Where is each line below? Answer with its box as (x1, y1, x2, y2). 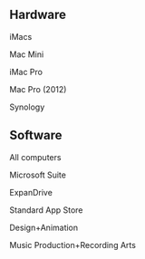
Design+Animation (9, 222, 79, 233)
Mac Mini (9, 49, 44, 60)
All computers (9, 151, 62, 162)
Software (9, 128, 63, 143)
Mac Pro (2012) (9, 83, 67, 94)
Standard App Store (9, 204, 83, 216)
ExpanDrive (9, 187, 53, 197)
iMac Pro (9, 66, 43, 77)
